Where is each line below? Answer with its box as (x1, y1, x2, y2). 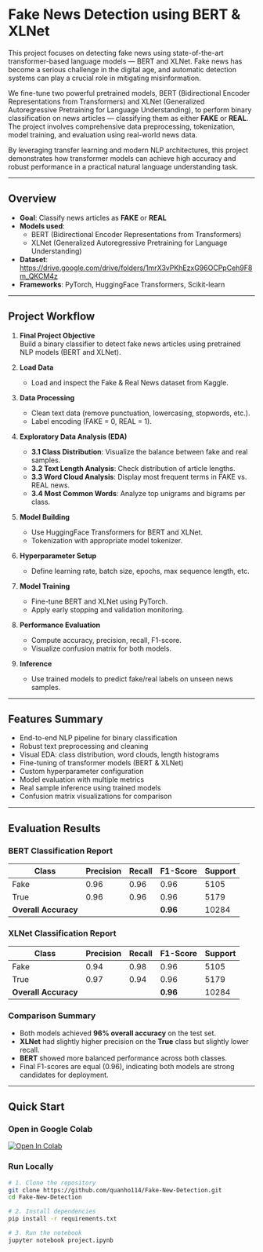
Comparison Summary (8, 1010, 96, 1021)
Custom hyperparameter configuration (19, 767, 144, 776)
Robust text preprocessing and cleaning (19, 742, 149, 751)
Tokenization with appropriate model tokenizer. (31, 535, 183, 545)
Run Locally (8, 1161, 54, 1172)
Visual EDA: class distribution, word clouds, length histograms (19, 750, 220, 759)
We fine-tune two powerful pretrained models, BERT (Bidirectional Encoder (8, 88, 250, 97)
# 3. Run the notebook (8, 1229, 82, 1237)
